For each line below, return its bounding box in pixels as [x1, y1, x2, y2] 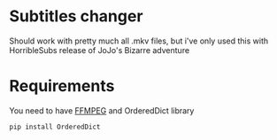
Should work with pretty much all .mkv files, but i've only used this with [9, 35, 269, 46]
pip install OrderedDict [9, 122, 101, 131]
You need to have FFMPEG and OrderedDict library [9, 105, 195, 116]
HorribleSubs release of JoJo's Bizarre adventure [9, 44, 190, 55]
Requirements [9, 76, 115, 97]
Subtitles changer [9, 6, 143, 27]
